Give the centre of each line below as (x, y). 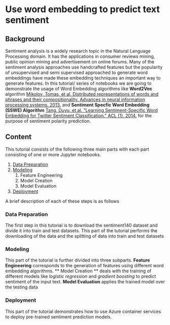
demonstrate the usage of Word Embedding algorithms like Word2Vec (79, 89)
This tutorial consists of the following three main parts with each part (77, 149)
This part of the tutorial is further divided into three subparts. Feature (78, 260)
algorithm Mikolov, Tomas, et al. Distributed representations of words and (82, 94)
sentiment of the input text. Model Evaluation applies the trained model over (85, 282)
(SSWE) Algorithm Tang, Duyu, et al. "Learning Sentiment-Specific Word (82, 110)
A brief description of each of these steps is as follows (62, 201)
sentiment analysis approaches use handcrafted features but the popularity (84, 67)
